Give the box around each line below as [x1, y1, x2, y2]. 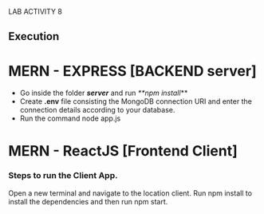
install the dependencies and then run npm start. [8, 196, 168, 206]
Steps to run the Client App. [8, 170, 118, 181]
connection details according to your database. [19, 105, 175, 115]
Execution [8, 30, 60, 43]
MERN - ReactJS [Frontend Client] [8, 141, 238, 160]
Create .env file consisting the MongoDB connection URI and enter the [19, 97, 253, 106]
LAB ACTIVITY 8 [8, 7, 62, 16]
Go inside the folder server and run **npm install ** [19, 88, 188, 98]
